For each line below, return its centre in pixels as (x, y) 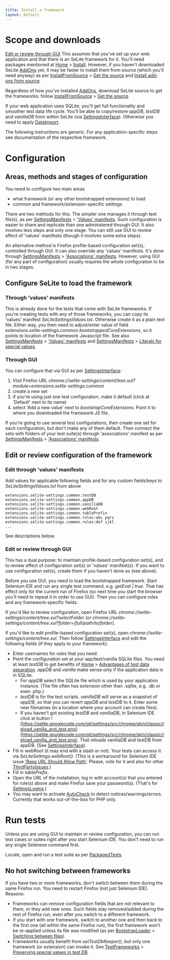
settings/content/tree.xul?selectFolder (45, 618)
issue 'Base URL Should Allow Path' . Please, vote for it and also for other (88, 762)
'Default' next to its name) (39, 402)
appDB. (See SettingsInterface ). (53, 745)
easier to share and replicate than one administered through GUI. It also (80, 225)
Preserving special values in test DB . (51, 952)
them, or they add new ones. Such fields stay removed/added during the (88, 909)
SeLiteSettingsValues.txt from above (43, 486)
